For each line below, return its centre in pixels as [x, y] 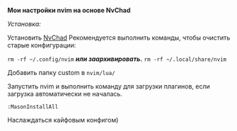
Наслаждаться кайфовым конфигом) [63, 120]
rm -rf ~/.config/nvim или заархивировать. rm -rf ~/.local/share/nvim [117, 59]
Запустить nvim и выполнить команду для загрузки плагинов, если [109, 86]
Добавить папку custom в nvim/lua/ [61, 73]
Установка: [24, 24]
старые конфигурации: [42, 45]
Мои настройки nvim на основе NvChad [69, 10]
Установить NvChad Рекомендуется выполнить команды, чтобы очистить [119, 38]
